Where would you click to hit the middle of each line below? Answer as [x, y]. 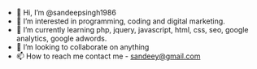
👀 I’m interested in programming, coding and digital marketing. [120, 21]
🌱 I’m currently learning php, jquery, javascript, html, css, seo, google [133, 30]
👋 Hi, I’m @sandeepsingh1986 [66, 13]
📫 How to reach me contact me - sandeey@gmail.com [108, 56]
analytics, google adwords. [61, 38]
